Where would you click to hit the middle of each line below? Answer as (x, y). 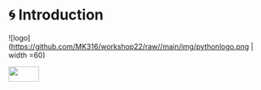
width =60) (27, 55)
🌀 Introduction (56, 15)
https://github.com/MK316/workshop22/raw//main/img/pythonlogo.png (130, 46)
